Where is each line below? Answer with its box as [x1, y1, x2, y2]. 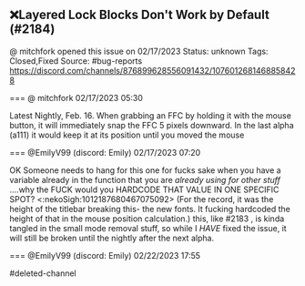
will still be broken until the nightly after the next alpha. [9, 232, 215, 243]
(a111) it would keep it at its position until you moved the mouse [9, 129, 245, 140]
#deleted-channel [9, 268, 77, 279]
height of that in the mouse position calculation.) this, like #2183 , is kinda [9, 213, 285, 224]
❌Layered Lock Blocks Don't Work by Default [9, 7, 270, 23]
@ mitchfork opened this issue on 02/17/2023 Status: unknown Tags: [9, 46, 269, 56]
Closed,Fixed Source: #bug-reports [9, 55, 143, 66]
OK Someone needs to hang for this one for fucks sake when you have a [9, 164, 281, 176]
